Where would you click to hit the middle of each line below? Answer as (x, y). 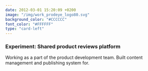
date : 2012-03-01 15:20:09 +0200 (41, 10)
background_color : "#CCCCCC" (36, 19)
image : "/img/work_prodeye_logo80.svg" (48, 15)
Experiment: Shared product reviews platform (63, 47)
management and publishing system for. (47, 63)
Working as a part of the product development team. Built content (74, 58)
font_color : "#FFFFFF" (29, 24)
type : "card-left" (25, 29)
